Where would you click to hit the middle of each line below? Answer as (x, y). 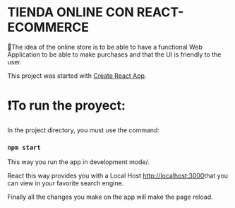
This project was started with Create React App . (77, 76)
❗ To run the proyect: (66, 106)
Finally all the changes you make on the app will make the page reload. (110, 197)
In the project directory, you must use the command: (84, 130)
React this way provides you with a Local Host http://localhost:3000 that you (117, 176)
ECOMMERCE (48, 27)
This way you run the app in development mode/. (79, 162)
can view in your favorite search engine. (66, 183)
